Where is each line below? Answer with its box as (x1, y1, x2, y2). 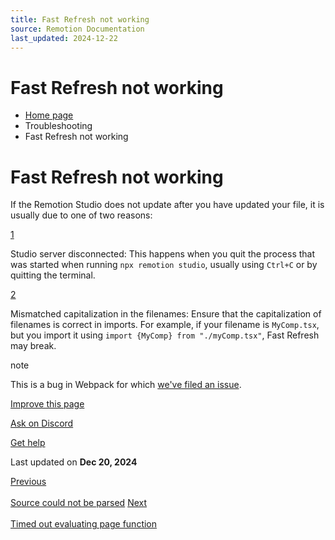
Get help (10, 437, 46, 449)
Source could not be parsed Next (10, 497, 148, 509)
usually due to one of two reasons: (10, 209, 153, 221)
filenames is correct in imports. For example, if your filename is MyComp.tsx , (10, 319, 320, 331)
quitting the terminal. (10, 269, 96, 281)
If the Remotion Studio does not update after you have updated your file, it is (10, 199, 325, 211)
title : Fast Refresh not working (10, 14, 150, 25)
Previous (10, 476, 47, 488)
